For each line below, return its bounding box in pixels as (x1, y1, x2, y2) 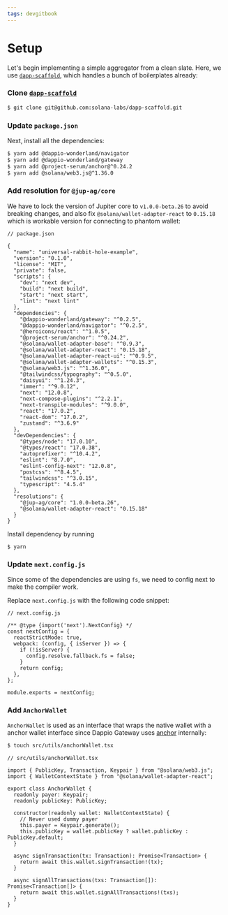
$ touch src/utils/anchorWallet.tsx (7, 742, 114, 749)
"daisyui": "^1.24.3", (20, 376, 86, 384)
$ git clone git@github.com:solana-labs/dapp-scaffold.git (7, 104, 183, 111)
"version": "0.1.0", (13, 254, 73, 262)
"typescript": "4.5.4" (20, 481, 86, 488)
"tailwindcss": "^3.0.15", (20, 474, 98, 482)
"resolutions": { (13, 493, 64, 500)
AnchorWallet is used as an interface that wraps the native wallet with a (7, 721, 211, 730)
